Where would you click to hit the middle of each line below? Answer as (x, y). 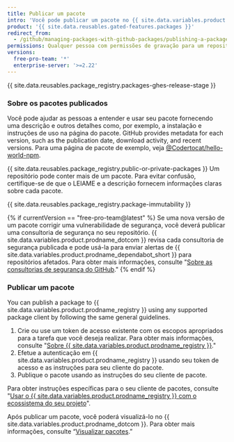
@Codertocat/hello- (195, 147)
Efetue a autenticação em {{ (57, 353)
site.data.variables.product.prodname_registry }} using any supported (107, 310)
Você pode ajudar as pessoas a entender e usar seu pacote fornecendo (110, 118)
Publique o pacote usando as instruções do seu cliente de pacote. (112, 375)
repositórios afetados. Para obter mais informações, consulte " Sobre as (110, 262)
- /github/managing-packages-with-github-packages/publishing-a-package (121, 40)
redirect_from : (29, 33)
